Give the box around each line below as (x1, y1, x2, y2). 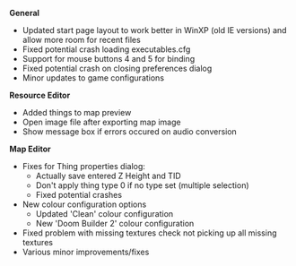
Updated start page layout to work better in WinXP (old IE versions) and (22, 25, 287, 35)
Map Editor (9, 143, 51, 154)
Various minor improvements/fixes (22, 246, 150, 257)
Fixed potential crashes (35, 190, 123, 200)
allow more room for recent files (22, 35, 141, 45)
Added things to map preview (22, 107, 132, 117)
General (9, 8, 40, 18)
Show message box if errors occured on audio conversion (22, 126, 238, 137)
